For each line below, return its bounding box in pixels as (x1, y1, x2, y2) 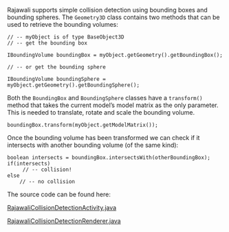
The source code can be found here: (7, 190, 111, 198)
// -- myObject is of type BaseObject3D (7, 34, 125, 40)
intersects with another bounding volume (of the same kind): (7, 141, 179, 149)
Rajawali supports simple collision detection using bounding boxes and (7, 6, 208, 14)
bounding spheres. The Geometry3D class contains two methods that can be (7, 13, 220, 21)
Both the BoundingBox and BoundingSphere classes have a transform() (7, 94, 203, 102)
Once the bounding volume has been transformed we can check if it (7, 134, 200, 141)
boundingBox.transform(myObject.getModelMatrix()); (7, 121, 158, 128)
